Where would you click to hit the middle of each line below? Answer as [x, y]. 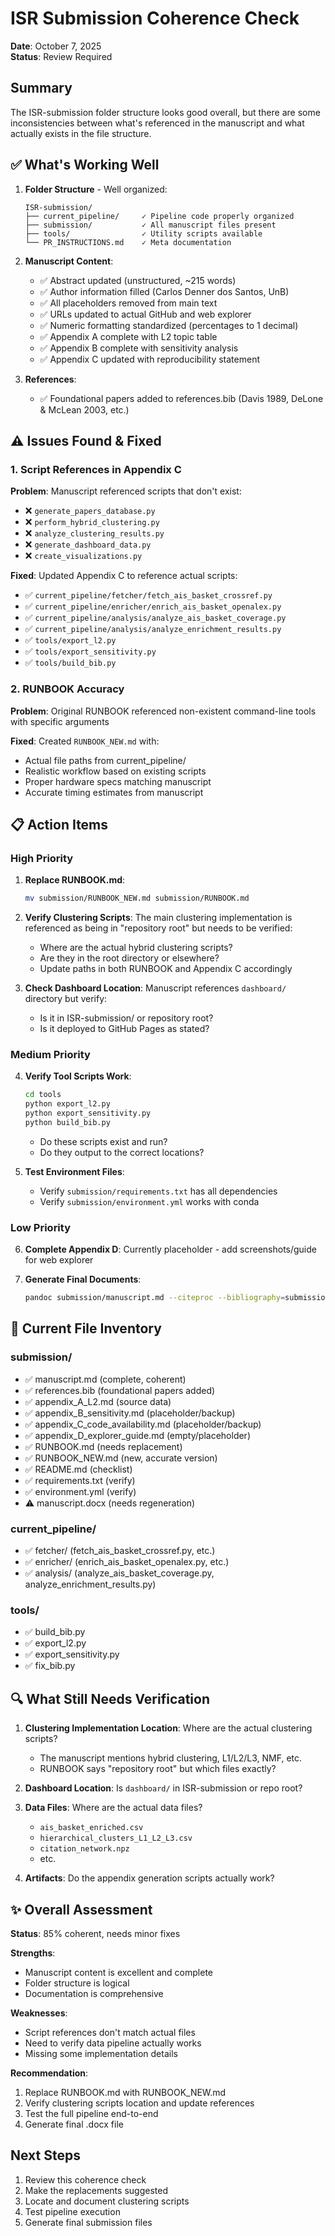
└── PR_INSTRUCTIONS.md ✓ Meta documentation [128, 242]
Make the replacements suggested [96, 2190]
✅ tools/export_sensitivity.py [90, 651]
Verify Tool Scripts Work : [78, 1076]
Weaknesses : [39, 2013]
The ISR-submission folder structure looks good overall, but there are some [165, 112]
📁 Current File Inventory [86, 1328]
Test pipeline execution [72, 2211]
